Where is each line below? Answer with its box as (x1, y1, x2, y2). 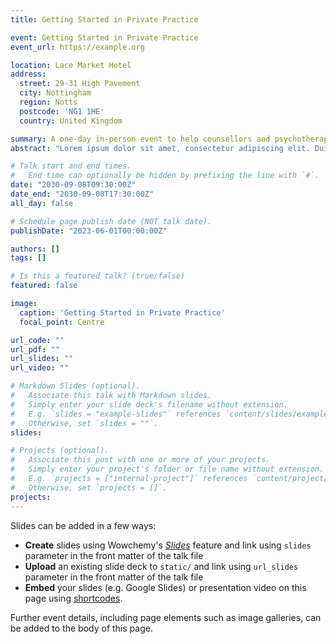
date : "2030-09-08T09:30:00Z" (10, 180, 137, 190)
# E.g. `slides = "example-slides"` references (10, 409, 222, 419)
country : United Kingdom (19, 116, 123, 126)
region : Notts (19, 97, 78, 107)
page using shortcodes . (24, 592, 123, 604)
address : (10, 69, 47, 80)
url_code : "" (10, 335, 65, 345)
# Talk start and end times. (10, 161, 132, 171)
